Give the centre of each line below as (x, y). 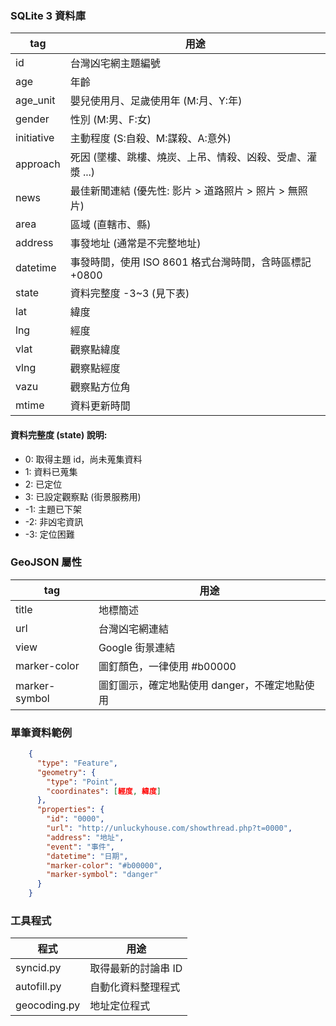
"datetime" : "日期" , (87, 856)
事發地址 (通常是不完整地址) (135, 244)
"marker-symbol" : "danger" (102, 875)
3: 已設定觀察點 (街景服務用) (83, 496)
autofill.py (38, 987)
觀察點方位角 (100, 387)
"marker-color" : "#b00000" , (104, 865)
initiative (35, 138)
